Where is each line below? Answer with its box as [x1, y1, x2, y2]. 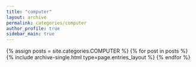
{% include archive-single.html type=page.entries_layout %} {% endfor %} [6, 54, 191, 61]
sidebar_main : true [6, 31, 55, 37]
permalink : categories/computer [6, 20, 87, 26]
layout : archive [6, 14, 47, 20]
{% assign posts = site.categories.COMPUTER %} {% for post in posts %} [6, 47, 188, 54]
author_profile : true [6, 25, 60, 32]
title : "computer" [6, 8, 52, 15]
